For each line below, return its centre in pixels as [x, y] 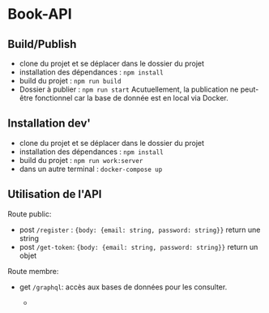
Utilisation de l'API [55, 194]
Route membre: [33, 271]
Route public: [30, 214]
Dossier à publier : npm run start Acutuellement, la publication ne [129, 89]
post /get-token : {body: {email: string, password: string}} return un [139, 247]
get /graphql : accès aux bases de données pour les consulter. [123, 287]
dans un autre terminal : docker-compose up [91, 169]
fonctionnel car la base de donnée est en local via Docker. [131, 98]
